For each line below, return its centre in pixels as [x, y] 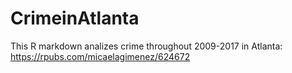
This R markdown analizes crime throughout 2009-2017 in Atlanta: [146, 46]
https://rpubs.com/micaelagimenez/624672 [100, 56]
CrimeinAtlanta [75, 18]
